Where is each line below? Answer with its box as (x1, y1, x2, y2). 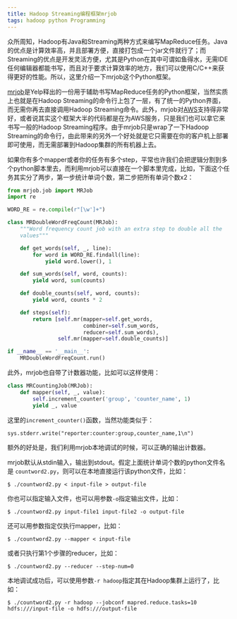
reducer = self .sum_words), (83, 329, 159, 336)
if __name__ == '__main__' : (7, 348, 90, 355)
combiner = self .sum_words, (83, 322, 159, 329)
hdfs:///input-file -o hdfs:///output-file (7, 605, 138, 612)
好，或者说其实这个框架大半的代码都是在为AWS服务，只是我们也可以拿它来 (7, 114, 226, 122)
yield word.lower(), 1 (44, 258, 112, 265)
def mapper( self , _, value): (20, 388, 106, 396)
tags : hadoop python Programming (7, 17, 106, 24)
